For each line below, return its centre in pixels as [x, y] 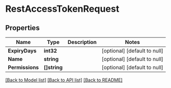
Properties [23, 28]
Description [82, 42]
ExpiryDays [22, 51]
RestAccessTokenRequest [62, 9]
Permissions [24, 67]
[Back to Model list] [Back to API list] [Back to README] [64, 80]
